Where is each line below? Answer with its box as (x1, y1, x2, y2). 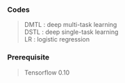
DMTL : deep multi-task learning (24, 21, 117, 29)
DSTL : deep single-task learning (24, 28, 119, 36)
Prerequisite (7, 53, 50, 62)
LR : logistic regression (24, 35, 90, 44)
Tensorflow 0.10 (24, 68, 70, 77)
